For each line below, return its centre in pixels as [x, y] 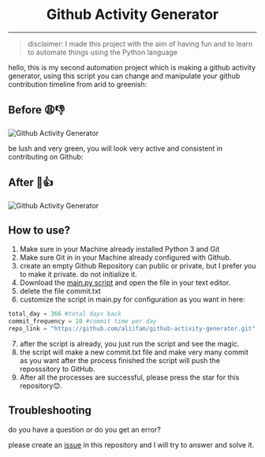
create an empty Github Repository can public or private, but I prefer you [138, 266]
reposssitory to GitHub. [58, 369]
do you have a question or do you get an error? [85, 429]
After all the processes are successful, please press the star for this [129, 377]
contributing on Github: [46, 156]
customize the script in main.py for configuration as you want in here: [132, 300]
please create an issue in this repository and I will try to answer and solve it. [131, 444]
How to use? [39, 230]
